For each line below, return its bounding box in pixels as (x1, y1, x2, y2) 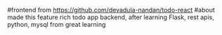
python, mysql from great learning (7, 21, 106, 28)
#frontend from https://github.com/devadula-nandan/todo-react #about (7, 6, 216, 14)
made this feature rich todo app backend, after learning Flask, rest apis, (7, 13, 214, 21)
